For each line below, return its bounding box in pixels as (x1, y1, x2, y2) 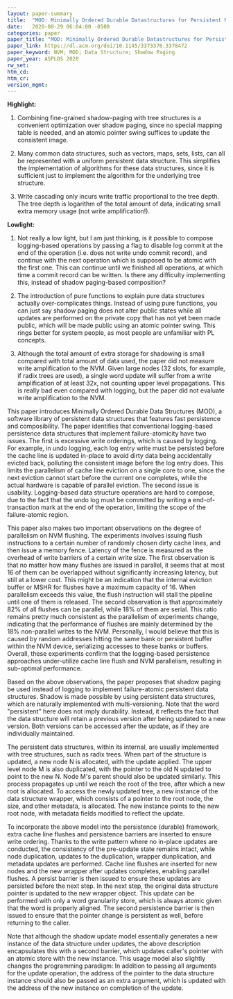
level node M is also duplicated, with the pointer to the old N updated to (7, 765, 212, 773)
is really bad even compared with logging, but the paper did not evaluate (17, 386, 225, 395)
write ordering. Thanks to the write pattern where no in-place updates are (7, 838, 218, 846)
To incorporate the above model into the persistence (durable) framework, (7, 823, 220, 831)
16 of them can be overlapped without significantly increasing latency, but (7, 568, 218, 577)
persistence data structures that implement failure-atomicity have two (7, 429, 207, 438)
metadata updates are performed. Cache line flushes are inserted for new (7, 859, 218, 868)
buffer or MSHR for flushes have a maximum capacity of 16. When (7, 583, 196, 591)
